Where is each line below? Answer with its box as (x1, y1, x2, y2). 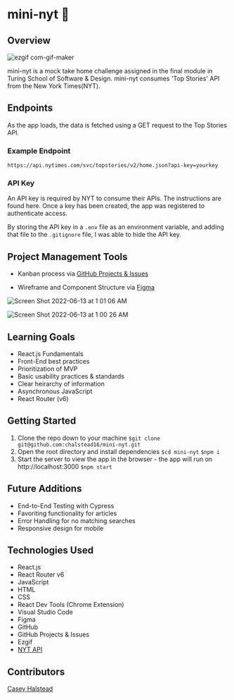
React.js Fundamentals (17, 350, 84, 358)
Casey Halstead (7, 684, 53, 693)
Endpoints (7, 102, 53, 114)
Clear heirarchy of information (17, 380, 105, 388)
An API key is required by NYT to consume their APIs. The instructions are (7, 194, 221, 203)
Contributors (7, 665, 65, 677)
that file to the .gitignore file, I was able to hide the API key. (7, 231, 181, 239)
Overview (7, 35, 51, 47)
